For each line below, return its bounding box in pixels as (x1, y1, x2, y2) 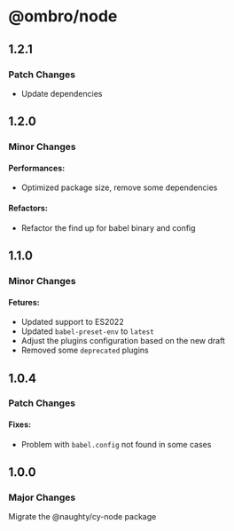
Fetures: (8, 297, 41, 307)
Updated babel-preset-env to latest (20, 326, 154, 337)
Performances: (8, 162, 66, 173)
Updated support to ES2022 (20, 317, 125, 328)
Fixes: (8, 419, 32, 430)
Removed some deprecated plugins (20, 345, 149, 356)
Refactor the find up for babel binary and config (20, 222, 196, 233)
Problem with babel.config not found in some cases (20, 439, 212, 449)
